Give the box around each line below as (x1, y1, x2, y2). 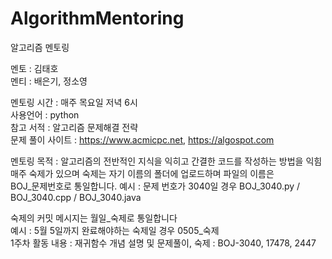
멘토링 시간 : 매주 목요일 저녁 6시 (10, 96, 138, 108)
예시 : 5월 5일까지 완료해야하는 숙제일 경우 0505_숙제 (10, 224, 220, 236)
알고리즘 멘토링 (10, 41, 70, 53)
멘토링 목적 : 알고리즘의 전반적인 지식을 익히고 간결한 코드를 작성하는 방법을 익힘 (10, 155, 323, 167)
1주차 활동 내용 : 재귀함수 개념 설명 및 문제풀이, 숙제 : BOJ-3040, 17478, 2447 (10, 237, 317, 249)
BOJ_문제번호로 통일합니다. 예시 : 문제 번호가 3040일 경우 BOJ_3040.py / (10, 180, 301, 192)
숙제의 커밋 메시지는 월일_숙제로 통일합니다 (10, 212, 178, 224)
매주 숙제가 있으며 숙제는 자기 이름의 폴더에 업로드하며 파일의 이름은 (10, 167, 275, 179)
